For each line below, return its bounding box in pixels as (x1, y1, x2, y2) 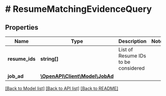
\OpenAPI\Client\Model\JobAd (40, 73, 114, 80)
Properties (5, 23, 39, 32)
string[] (40, 55, 59, 62)
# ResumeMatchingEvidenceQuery (5, 3, 152, 15)
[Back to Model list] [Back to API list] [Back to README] (5, 86, 119, 91)
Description (118, 38, 147, 45)
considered (118, 65, 145, 71)
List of (118, 46, 133, 53)
